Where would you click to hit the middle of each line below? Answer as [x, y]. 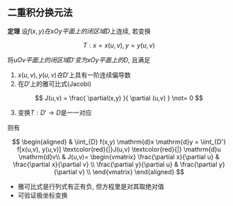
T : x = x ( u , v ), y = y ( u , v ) [119, 45]
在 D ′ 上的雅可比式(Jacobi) [55, 84]
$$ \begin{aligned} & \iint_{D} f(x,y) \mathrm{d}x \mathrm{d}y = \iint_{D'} [119, 142]
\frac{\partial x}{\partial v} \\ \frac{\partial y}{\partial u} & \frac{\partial [115, 164]
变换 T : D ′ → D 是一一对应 [55, 113]
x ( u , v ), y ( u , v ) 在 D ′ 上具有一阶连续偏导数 [74, 75]
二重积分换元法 [40, 13]
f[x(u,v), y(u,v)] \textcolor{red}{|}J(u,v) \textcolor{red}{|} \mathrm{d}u [119, 149]
